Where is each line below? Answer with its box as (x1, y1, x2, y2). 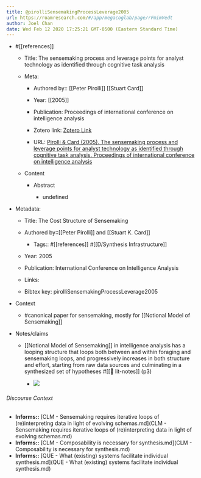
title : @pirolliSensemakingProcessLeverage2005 (6, 9, 130, 15)
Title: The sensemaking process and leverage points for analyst (24, 54, 184, 62)
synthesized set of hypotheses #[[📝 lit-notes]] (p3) (24, 368, 152, 375)
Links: (24, 276, 40, 284)
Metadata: (15, 205, 41, 212)
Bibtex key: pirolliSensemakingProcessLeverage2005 (24, 288, 158, 295)
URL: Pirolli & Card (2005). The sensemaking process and (33, 139, 178, 146)
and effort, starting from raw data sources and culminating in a (24, 361, 182, 369)
